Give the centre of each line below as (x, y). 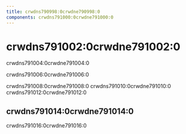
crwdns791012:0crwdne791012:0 (46, 92)
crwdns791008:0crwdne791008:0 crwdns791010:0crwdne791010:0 (89, 86)
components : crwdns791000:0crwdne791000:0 (60, 17)
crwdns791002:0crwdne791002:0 (93, 47)
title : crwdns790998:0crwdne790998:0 (53, 12)
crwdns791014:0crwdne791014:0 (70, 111)
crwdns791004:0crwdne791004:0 (48, 63)
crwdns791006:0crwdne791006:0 (48, 74)
